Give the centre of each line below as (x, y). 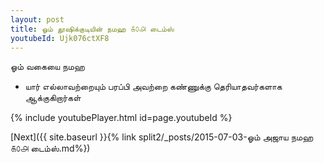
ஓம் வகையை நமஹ (47, 67)
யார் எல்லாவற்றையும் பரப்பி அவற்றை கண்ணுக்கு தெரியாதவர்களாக (153, 87)
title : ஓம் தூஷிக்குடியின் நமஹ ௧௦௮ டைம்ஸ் (92, 29)
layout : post (37, 19)
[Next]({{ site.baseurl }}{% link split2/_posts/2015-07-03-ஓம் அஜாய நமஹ (162, 137)
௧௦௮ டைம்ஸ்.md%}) (50, 148)
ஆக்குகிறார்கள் (53, 98)
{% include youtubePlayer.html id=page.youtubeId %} (121, 118)
